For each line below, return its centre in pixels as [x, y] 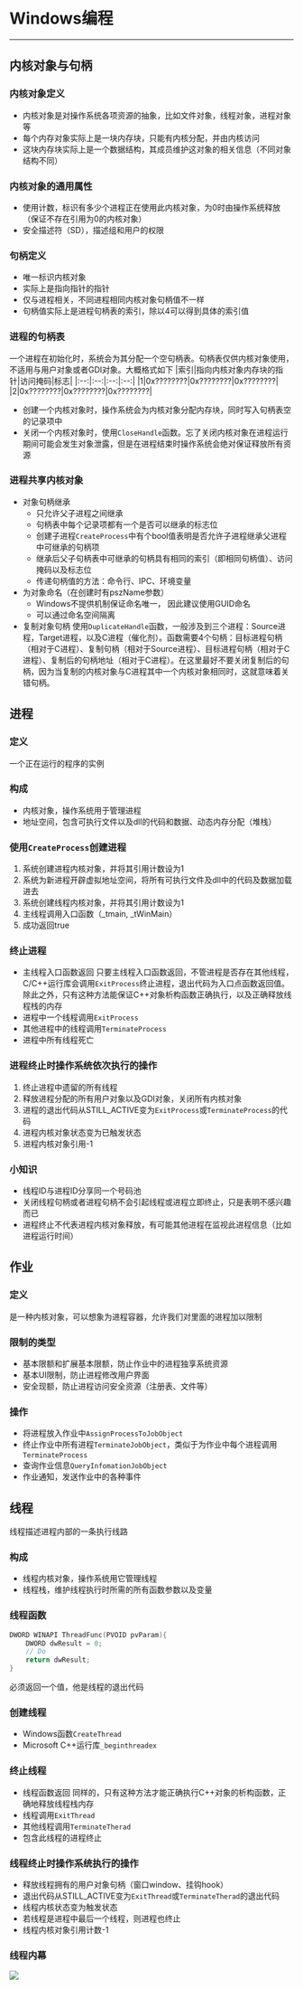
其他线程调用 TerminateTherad [77, 1826]
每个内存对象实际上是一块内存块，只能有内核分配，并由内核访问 [141, 137]
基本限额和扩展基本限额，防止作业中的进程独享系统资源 [125, 1363]
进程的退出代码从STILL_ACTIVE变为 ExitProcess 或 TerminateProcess [147, 1109]
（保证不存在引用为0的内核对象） [84, 219]
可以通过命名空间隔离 [75, 615]
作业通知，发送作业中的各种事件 [82, 1477]
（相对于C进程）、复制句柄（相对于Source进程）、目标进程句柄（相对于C [156, 648]
